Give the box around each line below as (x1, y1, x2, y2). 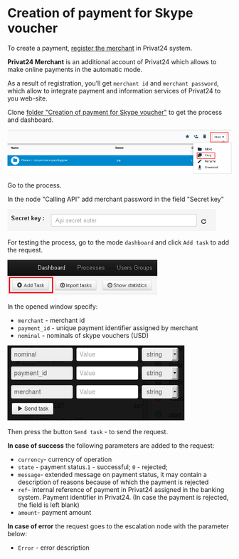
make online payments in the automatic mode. (7, 65, 143, 73)
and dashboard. (7, 116, 54, 124)
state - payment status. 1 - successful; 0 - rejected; (17, 462, 169, 471)
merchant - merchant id (17, 316, 85, 324)
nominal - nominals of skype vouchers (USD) (17, 331, 149, 339)
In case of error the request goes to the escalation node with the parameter (7, 522, 229, 530)
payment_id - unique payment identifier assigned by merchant (17, 323, 198, 332)
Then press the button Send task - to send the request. (7, 427, 169, 436)
